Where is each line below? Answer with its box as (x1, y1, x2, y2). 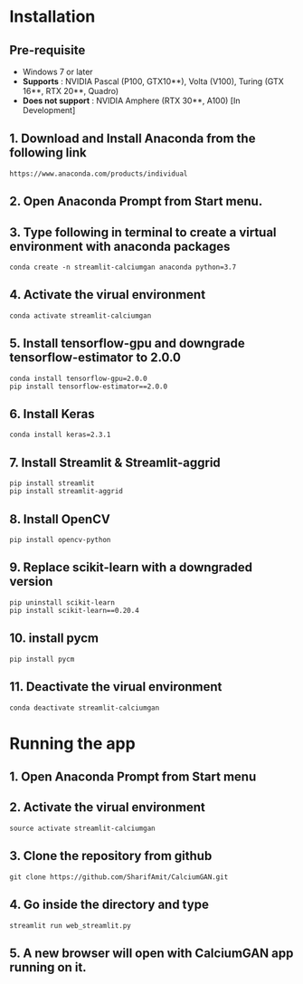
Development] (22, 105, 76, 115)
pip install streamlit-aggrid (9, 487, 124, 496)
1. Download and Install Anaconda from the (9, 131, 256, 147)
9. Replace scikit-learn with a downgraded (9, 559, 253, 576)
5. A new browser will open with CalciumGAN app (9, 945, 294, 960)
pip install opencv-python (9, 536, 111, 545)
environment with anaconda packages (9, 238, 231, 254)
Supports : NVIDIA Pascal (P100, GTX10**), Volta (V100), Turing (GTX (22, 76, 285, 87)
